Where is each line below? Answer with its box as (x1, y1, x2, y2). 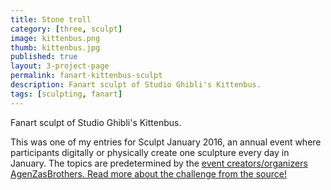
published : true (10, 52, 78, 62)
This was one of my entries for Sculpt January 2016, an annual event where (10, 136, 322, 148)
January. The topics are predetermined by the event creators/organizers (10, 157, 308, 169)
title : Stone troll (10, 14, 92, 25)
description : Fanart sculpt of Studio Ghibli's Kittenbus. (10, 80, 262, 90)
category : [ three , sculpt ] (10, 24, 123, 34)
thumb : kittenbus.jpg (10, 42, 101, 53)
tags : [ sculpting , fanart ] (10, 89, 123, 99)
